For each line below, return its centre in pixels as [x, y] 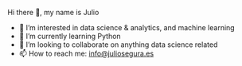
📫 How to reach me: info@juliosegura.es [86, 53]
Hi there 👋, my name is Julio [53, 12]
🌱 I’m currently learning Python [70, 36]
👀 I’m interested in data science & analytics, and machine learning [127, 27]
